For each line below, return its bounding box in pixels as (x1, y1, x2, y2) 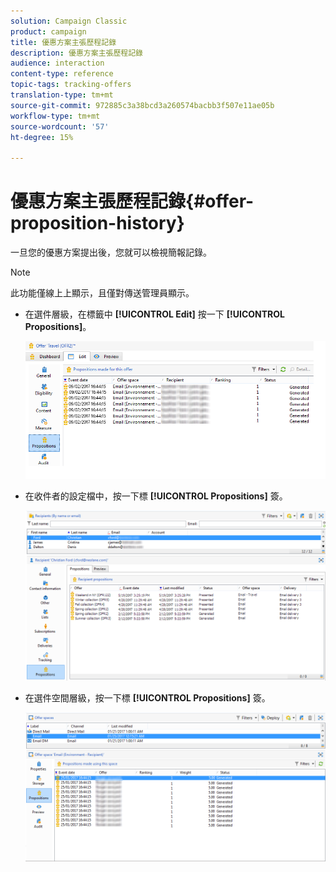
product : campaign (10, 26, 87, 37)
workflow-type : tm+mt (10, 111, 101, 121)
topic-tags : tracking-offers (10, 80, 132, 90)
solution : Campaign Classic (10, 16, 128, 26)
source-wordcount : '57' (10, 121, 110, 132)
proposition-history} (10, 212, 185, 235)
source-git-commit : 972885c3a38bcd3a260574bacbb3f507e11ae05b (10, 100, 275, 110)
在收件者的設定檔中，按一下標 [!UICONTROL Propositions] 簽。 (24, 490, 288, 502)
